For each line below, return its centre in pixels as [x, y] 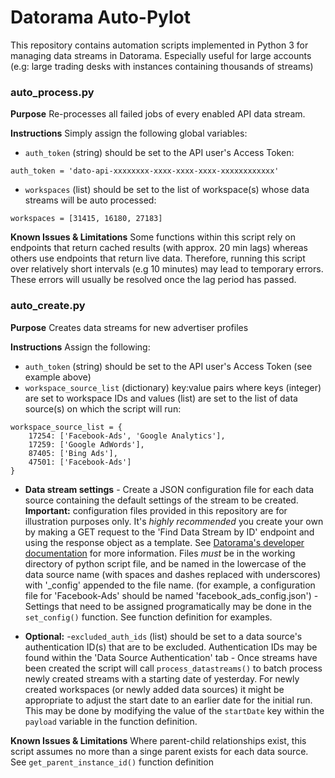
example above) [58, 377]
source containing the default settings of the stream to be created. [161, 500]
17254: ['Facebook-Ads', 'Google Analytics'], [127, 436]
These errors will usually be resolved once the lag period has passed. [153, 280]
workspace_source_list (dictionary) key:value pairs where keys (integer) [173, 387]
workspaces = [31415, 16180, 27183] [86, 219]
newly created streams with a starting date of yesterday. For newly [162, 678]
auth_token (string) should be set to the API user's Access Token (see [168, 366]
